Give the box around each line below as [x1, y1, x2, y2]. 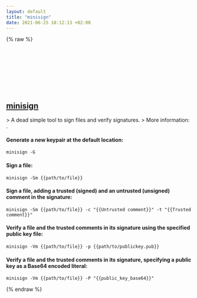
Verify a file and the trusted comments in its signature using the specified [6, 224, 191, 231]
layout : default [6, 8, 46, 15]
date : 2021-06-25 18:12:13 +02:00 [6, 19, 91, 25]
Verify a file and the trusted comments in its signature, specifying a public [6, 256, 192, 263]
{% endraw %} [6, 286, 42, 293]
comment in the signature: [6, 194, 73, 201]
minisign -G [6, 149, 35, 155]
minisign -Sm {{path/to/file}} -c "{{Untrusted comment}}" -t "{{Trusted [6, 207, 192, 212]
